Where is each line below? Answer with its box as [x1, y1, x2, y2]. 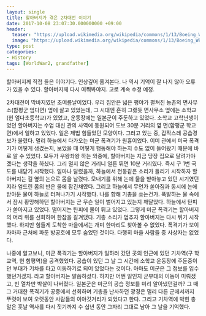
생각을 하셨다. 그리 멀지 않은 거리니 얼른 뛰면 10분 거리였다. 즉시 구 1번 [22, 160, 190, 167]
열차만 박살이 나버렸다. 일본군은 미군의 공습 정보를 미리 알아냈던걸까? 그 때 [20, 280, 199, 287]
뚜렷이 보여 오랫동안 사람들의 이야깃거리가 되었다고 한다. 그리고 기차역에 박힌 [6, 295, 190, 303]
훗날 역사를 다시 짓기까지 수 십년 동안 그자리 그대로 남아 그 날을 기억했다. [17, 303, 191, 310]
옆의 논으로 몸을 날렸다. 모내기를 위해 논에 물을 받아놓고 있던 [34, 175, 178, 182]
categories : [6, 49, 37, 55]
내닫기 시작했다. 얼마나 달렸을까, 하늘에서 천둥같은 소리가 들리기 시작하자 [17, 167, 191, 175]
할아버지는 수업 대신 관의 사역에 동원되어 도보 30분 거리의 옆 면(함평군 [17, 121, 185, 129]
